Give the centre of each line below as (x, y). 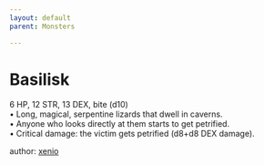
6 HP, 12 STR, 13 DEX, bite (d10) (69, 105)
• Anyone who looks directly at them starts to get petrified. (120, 124)
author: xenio (34, 151)
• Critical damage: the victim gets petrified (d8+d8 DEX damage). (132, 134)
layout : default (40, 18)
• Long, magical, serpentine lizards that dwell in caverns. (116, 114)
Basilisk (40, 79)
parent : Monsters (42, 26)
